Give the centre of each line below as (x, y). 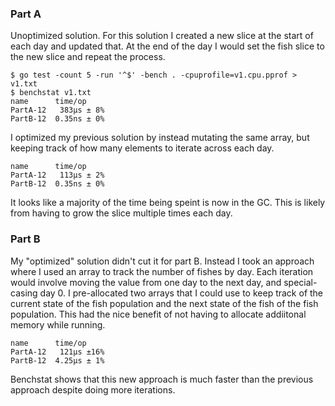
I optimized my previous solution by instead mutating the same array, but (160, 138)
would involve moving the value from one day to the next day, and (146, 282)
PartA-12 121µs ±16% (57, 352)
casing (24, 293)
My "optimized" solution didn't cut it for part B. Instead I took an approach (162, 261)
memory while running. (58, 324)
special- (300, 282)
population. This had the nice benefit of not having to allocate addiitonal (158, 314)
